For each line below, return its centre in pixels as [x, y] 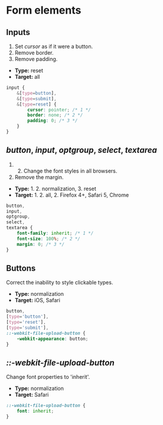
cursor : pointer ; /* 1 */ [59, 110]
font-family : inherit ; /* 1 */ [55, 234]
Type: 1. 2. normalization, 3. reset [55, 188]
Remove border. [34, 53]
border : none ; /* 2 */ [55, 115]
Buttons [21, 268]
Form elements [44, 10]
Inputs [18, 32]
